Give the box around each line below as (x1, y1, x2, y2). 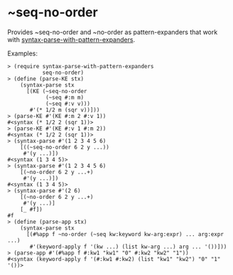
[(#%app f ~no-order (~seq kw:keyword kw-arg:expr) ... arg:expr (26, 230, 224, 238)
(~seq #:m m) (45, 94, 84, 101)
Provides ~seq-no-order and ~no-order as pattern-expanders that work (7, 28, 218, 36)
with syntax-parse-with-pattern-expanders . (7, 35, 136, 43)
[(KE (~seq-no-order (26, 87, 87, 95)
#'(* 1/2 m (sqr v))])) (29, 106, 100, 114)
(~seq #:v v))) (45, 100, 91, 107)
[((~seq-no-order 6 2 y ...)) (20, 144, 110, 151)
